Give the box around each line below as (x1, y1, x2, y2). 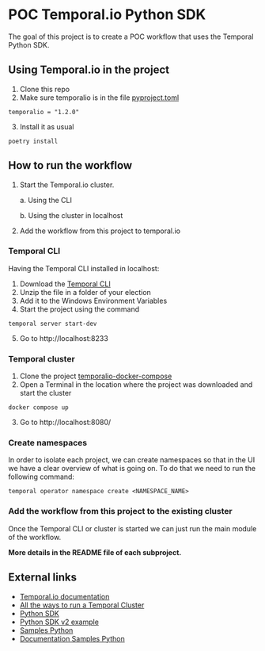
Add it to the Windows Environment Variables (19, 296, 168, 305)
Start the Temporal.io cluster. (19, 180, 115, 190)
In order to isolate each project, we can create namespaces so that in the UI (8, 455, 256, 465)
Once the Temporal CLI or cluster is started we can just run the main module (8, 523, 257, 533)
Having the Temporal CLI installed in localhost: (8, 263, 160, 273)
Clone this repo (19, 84, 70, 94)
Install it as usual (19, 121, 74, 132)
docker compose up (8, 404, 69, 412)
